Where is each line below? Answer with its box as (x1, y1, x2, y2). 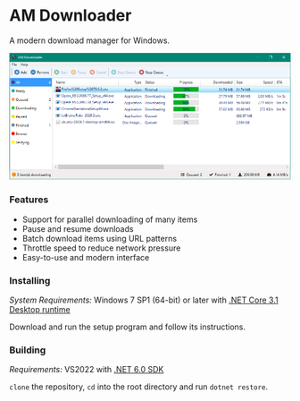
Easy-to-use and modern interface (21, 252, 150, 262)
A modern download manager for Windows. (9, 35, 171, 46)
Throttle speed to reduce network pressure (21, 243, 181, 253)
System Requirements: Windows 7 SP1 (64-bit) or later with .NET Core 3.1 (9, 294, 279, 305)
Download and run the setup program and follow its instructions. (9, 321, 246, 332)
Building (9, 344, 46, 356)
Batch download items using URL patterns (21, 233, 177, 243)
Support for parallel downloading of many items (21, 214, 198, 225)
